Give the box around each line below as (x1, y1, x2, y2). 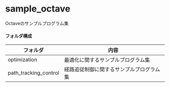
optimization (8, 56, 37, 63)
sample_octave (5, 3, 71, 15)
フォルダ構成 (5, 33, 32, 39)
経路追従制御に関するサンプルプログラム (64, 66, 160, 73)
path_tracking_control (8, 69, 60, 76)
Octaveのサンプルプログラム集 (5, 20, 69, 26)
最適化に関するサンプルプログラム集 (64, 56, 150, 63)
